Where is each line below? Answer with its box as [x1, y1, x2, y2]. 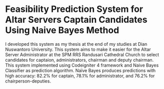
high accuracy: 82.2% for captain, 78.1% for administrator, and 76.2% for [5, 73, 155, 79]
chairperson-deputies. [5, 78, 51, 84]
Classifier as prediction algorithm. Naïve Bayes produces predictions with [5, 67, 156, 73]
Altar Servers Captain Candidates [5, 14, 148, 25]
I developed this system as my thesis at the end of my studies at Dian [5, 41, 148, 47]
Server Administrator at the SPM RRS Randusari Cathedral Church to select [5, 51, 160, 58]
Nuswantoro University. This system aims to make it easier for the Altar [5, 46, 151, 52]
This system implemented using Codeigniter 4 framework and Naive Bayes [5, 62, 159, 68]
